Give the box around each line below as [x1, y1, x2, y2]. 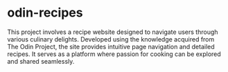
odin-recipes [7, 5, 83, 21]
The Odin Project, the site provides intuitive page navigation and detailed [7, 42, 215, 51]
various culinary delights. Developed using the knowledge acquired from [7, 35, 215, 43]
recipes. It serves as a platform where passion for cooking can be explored [7, 50, 222, 58]
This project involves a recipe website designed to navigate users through [7, 28, 218, 36]
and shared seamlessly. [7, 57, 75, 65]
